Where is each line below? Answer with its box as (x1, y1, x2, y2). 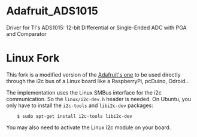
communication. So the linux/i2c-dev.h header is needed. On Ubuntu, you (6, 95, 192, 102)
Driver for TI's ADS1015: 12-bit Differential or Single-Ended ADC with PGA (6, 24, 187, 31)
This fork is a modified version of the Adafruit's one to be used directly (6, 71, 181, 78)
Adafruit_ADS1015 (6, 4, 99, 18)
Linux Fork (6, 51, 60, 65)
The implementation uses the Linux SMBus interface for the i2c (6, 89, 162, 96)
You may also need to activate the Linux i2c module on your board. (6, 124, 171, 131)
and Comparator (6, 30, 47, 37)
